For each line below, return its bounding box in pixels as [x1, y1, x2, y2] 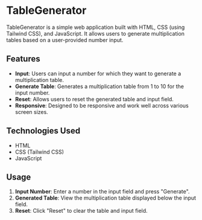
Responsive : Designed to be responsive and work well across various [14, 102, 189, 109]
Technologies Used [6, 126, 80, 136]
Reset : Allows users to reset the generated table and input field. [14, 95, 174, 102]
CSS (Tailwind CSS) [14, 148, 65, 156]
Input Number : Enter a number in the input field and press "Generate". [14, 188, 190, 195]
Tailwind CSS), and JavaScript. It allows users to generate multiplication [6, 30, 185, 37]
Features [6, 54, 40, 64]
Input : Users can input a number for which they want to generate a [14, 70, 181, 77]
